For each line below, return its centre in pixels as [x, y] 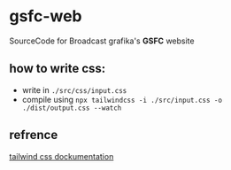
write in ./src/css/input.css [74, 89]
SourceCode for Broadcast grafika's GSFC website [102, 41]
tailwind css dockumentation [62, 156]
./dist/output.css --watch [72, 108]
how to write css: [58, 69]
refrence [34, 135]
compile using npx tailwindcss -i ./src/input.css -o [122, 99]
